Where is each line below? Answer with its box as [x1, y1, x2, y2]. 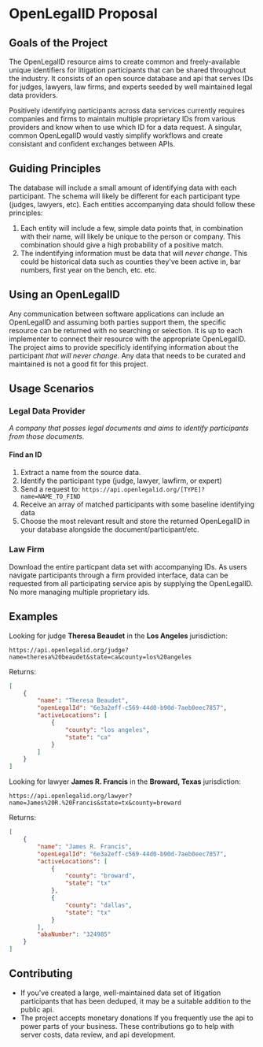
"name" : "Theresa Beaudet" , [37, 696, 129, 705]
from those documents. [9, 432, 85, 441]
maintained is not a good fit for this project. [9, 359, 148, 369]
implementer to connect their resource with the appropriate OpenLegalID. [9, 334, 247, 343]
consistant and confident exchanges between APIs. [9, 139, 176, 148]
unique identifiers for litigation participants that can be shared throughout [9, 65, 247, 75]
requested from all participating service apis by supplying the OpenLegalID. [9, 578, 254, 588]
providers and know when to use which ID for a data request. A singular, [9, 123, 243, 132]
